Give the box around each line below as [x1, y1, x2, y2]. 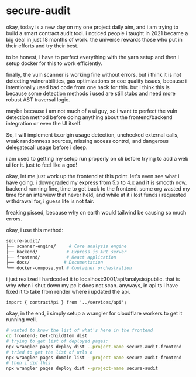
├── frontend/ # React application [6, 254, 116, 260]
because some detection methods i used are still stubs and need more [6, 90, 176, 97]
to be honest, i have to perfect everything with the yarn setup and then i [6, 53, 180, 60]
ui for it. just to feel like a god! [6, 161, 78, 168]
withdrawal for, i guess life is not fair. [6, 198, 95, 205]
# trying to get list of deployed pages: [6, 338, 109, 344]
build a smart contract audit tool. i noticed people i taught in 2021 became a [6, 29, 188, 36]
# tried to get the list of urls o [6, 349, 93, 355]
